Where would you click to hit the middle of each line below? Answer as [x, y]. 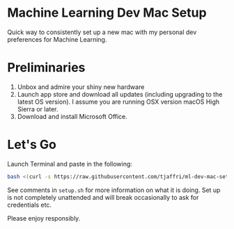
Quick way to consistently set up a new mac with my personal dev [102, 32]
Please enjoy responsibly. [44, 218]
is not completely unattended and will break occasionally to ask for [103, 197]
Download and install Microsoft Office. [72, 116]
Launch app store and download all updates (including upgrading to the [120, 94]
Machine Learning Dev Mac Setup [107, 13]
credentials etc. [30, 205]
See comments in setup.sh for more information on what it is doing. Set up [114, 190]
